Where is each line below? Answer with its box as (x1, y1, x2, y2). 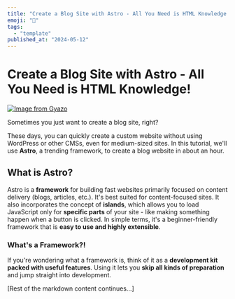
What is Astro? (7, 167, 73, 179)
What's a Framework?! (7, 239, 86, 249)
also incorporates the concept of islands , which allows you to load (7, 200, 199, 209)
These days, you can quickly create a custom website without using (7, 132, 203, 140)
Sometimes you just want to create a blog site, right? (7, 118, 159, 127)
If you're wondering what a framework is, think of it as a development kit (7, 256, 218, 265)
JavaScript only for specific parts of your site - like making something (7, 207, 210, 216)
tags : (7, 23, 23, 30)
